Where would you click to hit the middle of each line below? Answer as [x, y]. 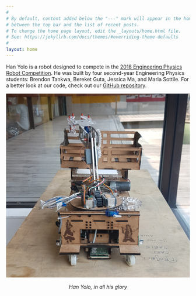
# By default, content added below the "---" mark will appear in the [94, 18]
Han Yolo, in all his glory [98, 287]
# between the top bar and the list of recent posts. [73, 25]
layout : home [22, 50]
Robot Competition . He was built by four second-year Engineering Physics [95, 73]
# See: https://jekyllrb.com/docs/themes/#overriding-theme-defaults [92, 37]
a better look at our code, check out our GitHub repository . [76, 85]
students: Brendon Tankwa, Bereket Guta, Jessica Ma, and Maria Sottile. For [98, 79]
